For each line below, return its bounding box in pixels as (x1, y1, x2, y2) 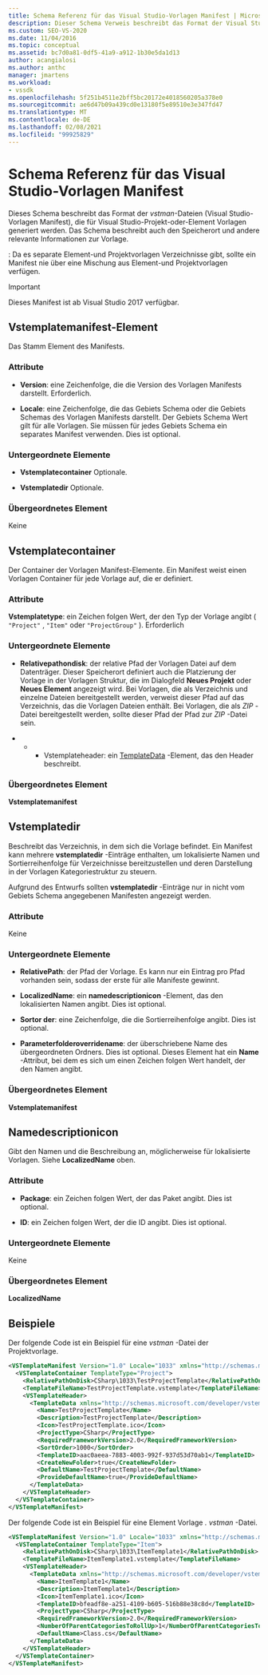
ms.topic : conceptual (8, 42, 81, 50)
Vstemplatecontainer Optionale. (19, 467, 128, 476)
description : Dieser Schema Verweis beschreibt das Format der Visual (8, 19, 248, 27)
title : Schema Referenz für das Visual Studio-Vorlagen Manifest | (8, 11, 238, 20)
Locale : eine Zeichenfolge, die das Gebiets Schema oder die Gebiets (19, 404, 246, 413)
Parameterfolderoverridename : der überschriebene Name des (19, 1039, 228, 1048)
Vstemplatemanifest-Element (8, 320, 158, 334)
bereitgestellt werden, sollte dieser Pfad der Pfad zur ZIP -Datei (38, 709, 247, 719)
